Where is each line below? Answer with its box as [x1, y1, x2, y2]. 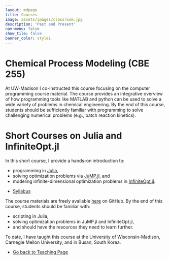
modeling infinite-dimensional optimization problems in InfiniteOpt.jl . [12, 178, 156, 184]
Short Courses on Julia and [5, 130, 122, 141]
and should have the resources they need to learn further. [12, 224, 133, 230]
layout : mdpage [5, 7, 38, 13]
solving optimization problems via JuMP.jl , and [12, 173, 110, 179]
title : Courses [5, 12, 38, 17]
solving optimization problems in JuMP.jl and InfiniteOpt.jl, [12, 218, 134, 224]
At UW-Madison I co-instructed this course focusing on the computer [5, 85, 151, 91]
